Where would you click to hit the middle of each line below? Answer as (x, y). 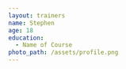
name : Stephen (32, 23)
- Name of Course (44, 45)
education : (26, 38)
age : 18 (21, 30)
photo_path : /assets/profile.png (63, 52)
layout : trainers (37, 15)
